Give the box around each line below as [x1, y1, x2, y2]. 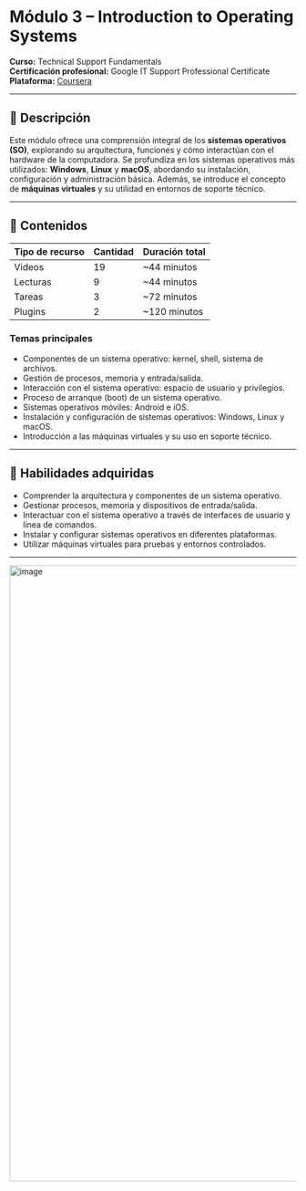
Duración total [142, 245, 207, 257]
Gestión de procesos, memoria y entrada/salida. [22, 372, 203, 383]
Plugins [14, 305, 46, 318]
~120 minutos [142, 305, 203, 318]
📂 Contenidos [9, 218, 88, 234]
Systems [9, 26, 77, 47]
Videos [14, 260, 45, 273]
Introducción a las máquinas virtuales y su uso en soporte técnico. [22, 431, 272, 442]
